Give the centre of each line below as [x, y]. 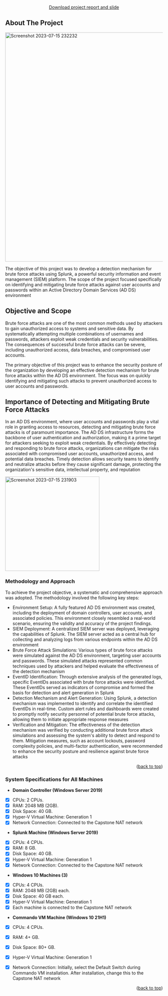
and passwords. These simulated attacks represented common [77, 660]
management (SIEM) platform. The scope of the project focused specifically [83, 279]
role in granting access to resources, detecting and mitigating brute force [80, 427]
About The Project [34, 23]
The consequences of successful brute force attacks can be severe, [75, 344]
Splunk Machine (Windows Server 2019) [55, 833]
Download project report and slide [84, 7]
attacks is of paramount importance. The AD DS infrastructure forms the [79, 432]
